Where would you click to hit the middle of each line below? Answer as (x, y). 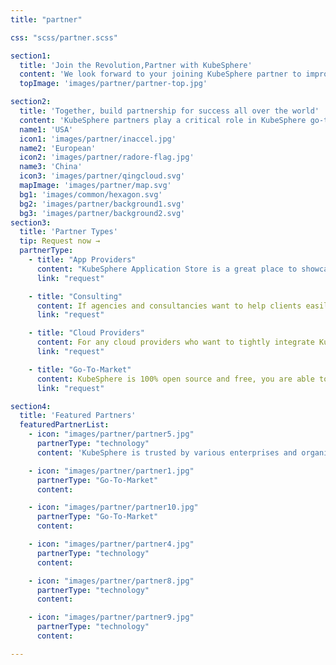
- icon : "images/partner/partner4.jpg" (111, 544)
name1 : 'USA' (46, 129)
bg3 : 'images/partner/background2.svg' (102, 213)
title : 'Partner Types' (68, 232)
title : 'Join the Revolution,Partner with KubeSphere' (136, 65)
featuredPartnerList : (64, 425)
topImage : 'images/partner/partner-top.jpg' (113, 84)
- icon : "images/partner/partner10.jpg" (113, 507)
